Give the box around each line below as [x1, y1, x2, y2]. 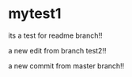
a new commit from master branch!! [8, 60, 125, 71]
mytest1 [8, 5, 62, 23]
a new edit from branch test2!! [8, 46, 107, 55]
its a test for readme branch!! [8, 31, 103, 40]
